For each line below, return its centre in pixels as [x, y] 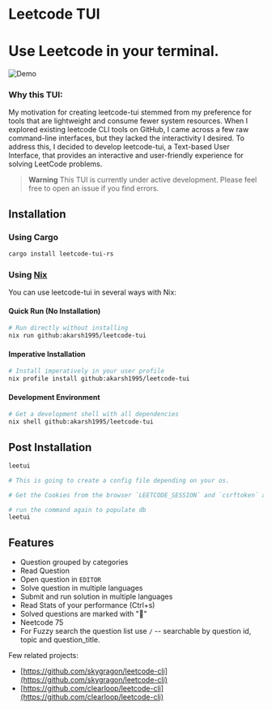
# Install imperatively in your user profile [86, 371]
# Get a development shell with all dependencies [94, 415]
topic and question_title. [60, 640]
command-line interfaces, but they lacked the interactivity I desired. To [127, 138]
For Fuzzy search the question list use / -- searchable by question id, [136, 631]
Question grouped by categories [74, 562]
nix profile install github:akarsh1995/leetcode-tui [99, 379]
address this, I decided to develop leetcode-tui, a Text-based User [119, 147]
